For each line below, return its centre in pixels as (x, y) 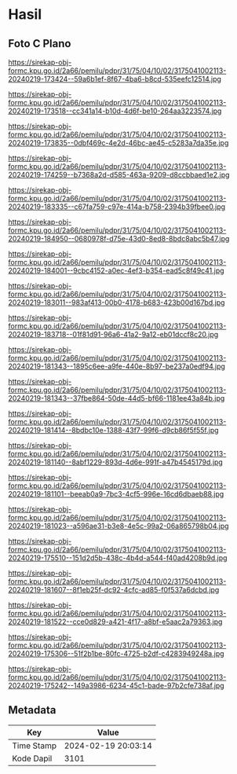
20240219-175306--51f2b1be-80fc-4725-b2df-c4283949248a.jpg (117, 653)
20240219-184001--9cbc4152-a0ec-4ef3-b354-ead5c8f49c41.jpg (117, 270)
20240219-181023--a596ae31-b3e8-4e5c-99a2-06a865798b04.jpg (118, 526)
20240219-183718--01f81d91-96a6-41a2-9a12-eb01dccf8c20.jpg (113, 334)
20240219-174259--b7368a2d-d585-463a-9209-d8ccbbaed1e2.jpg (119, 175)
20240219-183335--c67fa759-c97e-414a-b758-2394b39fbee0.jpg (117, 207)
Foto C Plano (40, 44)
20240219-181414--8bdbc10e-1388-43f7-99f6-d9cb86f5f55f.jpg (113, 430)
